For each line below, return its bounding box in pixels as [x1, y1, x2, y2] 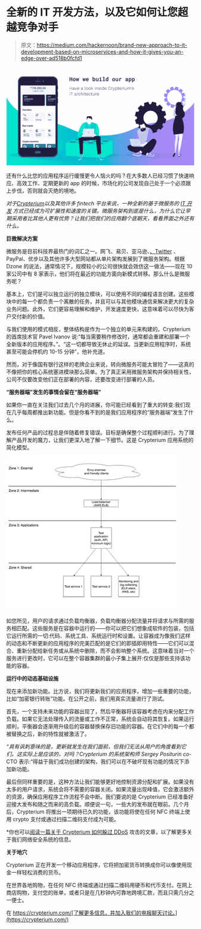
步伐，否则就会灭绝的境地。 [11, 187, 79, 194]
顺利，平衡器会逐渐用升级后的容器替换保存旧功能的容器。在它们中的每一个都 [6, 722, 194, 730]
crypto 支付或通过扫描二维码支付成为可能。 [13, 815, 119, 822]
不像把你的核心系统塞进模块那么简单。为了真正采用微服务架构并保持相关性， [6, 368, 194, 375]
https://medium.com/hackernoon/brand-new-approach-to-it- [36, 41, 188, 49]
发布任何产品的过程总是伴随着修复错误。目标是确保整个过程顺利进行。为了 [6, 429, 189, 436]
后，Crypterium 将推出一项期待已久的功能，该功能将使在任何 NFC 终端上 [6, 808, 185, 815]
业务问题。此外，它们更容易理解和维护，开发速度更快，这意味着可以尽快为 [6, 305, 189, 312]
